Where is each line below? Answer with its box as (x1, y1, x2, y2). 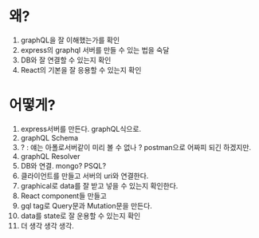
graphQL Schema (20, 133, 79, 142)
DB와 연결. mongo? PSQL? (20, 161, 107, 170)
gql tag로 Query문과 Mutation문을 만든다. (20, 200, 152, 210)
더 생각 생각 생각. (20, 220, 74, 230)
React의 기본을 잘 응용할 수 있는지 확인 (20, 65, 142, 74)
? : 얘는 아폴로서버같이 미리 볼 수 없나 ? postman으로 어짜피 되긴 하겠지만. (20, 142, 252, 152)
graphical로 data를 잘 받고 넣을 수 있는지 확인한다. (20, 180, 179, 190)
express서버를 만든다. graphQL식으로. (20, 124, 142, 133)
